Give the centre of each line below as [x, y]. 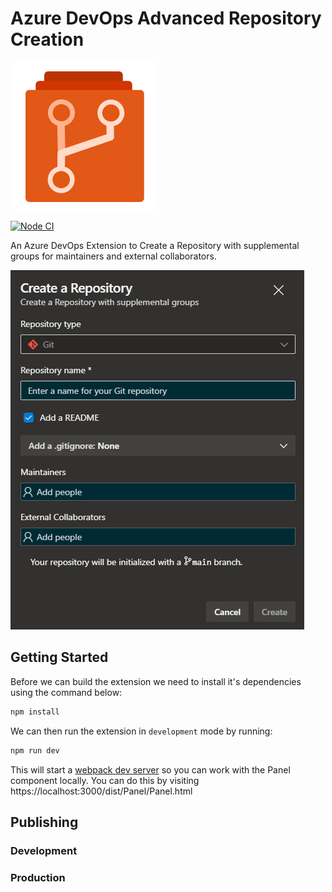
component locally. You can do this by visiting [105, 780]
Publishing [44, 822]
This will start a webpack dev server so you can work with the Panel [150, 769]
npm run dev [35, 750]
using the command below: [66, 692]
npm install [35, 712]
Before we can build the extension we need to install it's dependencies [156, 681]
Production [38, 877]
